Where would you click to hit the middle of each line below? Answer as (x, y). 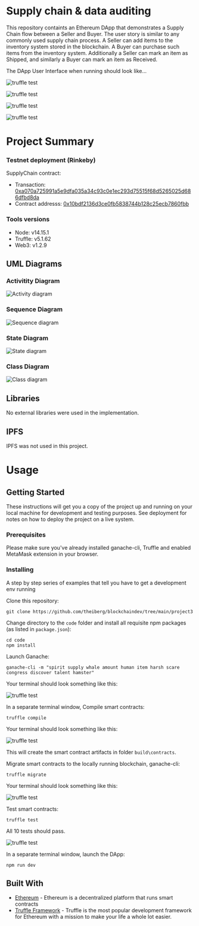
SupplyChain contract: (34, 173)
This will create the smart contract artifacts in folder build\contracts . (91, 752)
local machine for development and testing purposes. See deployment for (97, 513)
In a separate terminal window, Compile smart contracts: (75, 706)
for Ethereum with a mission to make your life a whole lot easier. (93, 917)
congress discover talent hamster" (50, 672)
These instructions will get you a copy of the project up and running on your (99, 506)
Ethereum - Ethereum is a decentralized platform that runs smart (94, 898)
